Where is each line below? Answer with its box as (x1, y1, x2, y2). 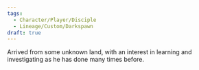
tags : (7, 10, 23, 17)
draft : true (7, 29, 41, 36)
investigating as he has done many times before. (7, 56, 145, 64)
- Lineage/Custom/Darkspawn (13, 23, 94, 30)
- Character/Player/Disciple (13, 16, 97, 23)
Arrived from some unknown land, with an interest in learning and (7, 48, 192, 56)
